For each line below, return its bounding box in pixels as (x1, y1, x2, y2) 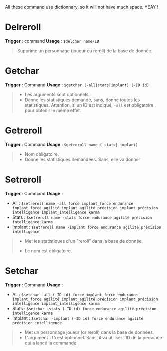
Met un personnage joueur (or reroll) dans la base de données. (24, 329, 154, 335)
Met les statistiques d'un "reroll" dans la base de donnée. (24, 238, 143, 244)
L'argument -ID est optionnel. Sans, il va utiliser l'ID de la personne (24, 334, 162, 340)
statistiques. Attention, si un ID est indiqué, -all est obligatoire (24, 102, 154, 108)
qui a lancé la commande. (24, 340, 78, 346)
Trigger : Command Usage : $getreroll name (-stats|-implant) (5, 141, 138, 147)
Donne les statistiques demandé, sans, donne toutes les (24, 97, 140, 103)
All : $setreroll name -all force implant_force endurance (12, 200, 134, 206)
